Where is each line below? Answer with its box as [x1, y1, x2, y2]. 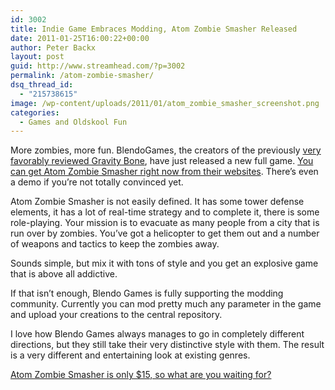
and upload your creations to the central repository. [10, 309, 223, 321]
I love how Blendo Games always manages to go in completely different [10, 328, 305, 340]
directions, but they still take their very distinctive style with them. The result [10, 339, 325, 351]
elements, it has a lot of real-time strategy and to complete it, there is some [10, 206, 320, 218]
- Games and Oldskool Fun [19, 117, 128, 127]
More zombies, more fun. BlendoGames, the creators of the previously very [10, 144, 322, 156]
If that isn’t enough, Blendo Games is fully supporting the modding [10, 287, 284, 300]
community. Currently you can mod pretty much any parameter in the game [10, 298, 322, 310]
